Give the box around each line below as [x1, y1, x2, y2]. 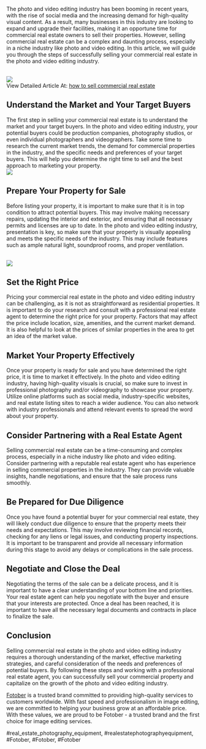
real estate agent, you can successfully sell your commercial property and [6, 673, 194, 680]
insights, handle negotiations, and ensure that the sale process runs [6, 473, 178, 480]
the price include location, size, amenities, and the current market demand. [6, 320, 196, 327]
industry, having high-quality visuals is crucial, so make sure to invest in [6, 380, 188, 387]
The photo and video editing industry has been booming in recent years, [6, 6, 189, 12]
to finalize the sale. [6, 613, 54, 620]
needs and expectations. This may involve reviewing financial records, [6, 526, 184, 533]
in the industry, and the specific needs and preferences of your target [6, 149, 183, 156]
